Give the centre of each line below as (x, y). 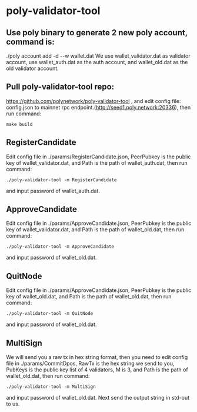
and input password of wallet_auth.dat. (53, 191)
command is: (30, 41)
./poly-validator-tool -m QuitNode (50, 314)
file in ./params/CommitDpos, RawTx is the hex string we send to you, (90, 364)
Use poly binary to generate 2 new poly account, (97, 33)
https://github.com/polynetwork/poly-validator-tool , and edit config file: (94, 101)
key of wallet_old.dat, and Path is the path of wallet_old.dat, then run (89, 297)
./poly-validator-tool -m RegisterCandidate (61, 180)
